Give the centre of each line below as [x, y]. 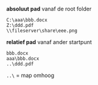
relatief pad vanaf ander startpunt [49, 42]
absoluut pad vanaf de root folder [49, 9]
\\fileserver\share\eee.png [42, 31]
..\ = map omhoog [30, 75]
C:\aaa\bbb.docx [27, 20]
